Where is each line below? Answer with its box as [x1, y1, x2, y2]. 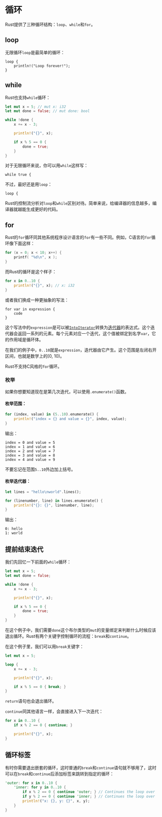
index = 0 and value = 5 [5, 440, 55, 445]
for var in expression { [5, 306, 55, 312]
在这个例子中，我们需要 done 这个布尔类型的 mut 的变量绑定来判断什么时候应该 [5, 627, 157, 633]
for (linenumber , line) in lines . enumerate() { [5, 498, 103, 503]
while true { [5, 172, 32, 177]
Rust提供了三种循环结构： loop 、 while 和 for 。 [5, 21, 96, 27]
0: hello [5, 527, 23, 532]
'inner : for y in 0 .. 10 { [14, 785, 66, 790]
